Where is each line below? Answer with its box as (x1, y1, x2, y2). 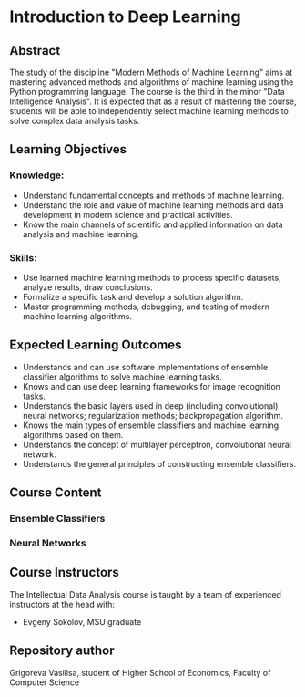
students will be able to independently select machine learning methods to (9, 106, 289, 116)
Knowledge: (9, 169, 65, 182)
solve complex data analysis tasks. (9, 116, 140, 126)
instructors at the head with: (9, 598, 116, 609)
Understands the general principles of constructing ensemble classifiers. (22, 458, 297, 469)
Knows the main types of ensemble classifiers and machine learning (22, 420, 280, 431)
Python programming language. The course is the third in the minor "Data (9, 87, 285, 97)
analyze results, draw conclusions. (22, 281, 153, 293)
